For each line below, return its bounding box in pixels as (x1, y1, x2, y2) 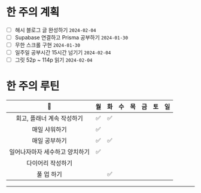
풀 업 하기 (36, 170, 63, 179)
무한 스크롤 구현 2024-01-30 (14, 41, 81, 48)
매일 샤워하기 (32, 125, 67, 134)
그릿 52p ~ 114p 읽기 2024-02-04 (14, 56, 93, 63)
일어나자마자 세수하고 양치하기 (9, 148, 90, 156)
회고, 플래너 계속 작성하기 (16, 114, 83, 122)
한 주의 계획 (6, 5, 60, 19)
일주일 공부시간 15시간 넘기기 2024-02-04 (14, 49, 111, 56)
